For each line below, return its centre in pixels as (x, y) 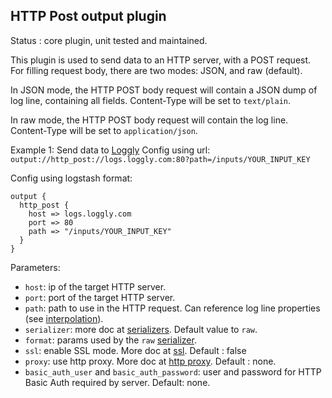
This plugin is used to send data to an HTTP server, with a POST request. (161, 60)
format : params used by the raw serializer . (110, 340)
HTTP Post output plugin (88, 16)
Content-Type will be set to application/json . (104, 130)
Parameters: (35, 267)
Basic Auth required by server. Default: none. (117, 382)
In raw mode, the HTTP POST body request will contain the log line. (149, 120)
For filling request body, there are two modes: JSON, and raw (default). (156, 70)
